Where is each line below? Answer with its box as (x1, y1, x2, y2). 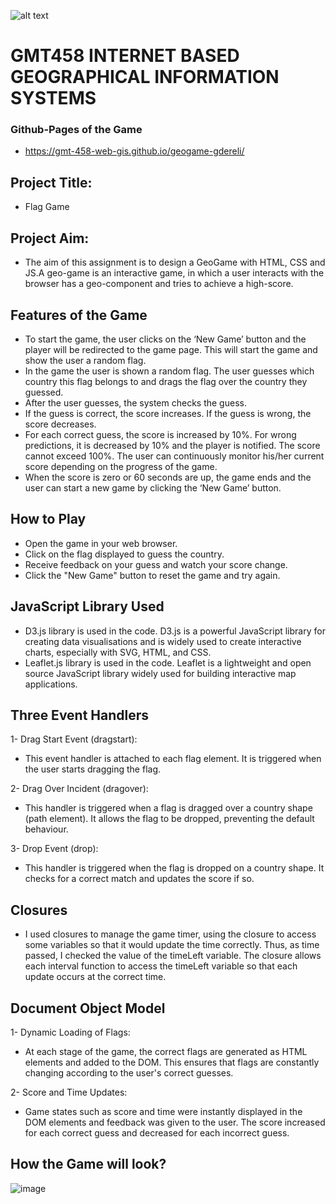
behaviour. (24, 823, 69, 835)
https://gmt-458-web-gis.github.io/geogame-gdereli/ (24, 145, 245, 157)
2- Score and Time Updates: (10, 1086, 128, 1098)
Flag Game (24, 201, 70, 213)
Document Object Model (10, 1000, 166, 1017)
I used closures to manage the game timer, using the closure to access (24, 928, 317, 940)
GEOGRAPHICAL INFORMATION (10, 66, 280, 89)
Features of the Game (10, 306, 148, 324)
